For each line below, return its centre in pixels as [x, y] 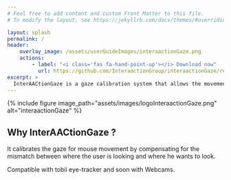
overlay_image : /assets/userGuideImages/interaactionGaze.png [110, 52]
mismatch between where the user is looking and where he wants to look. [111, 157]
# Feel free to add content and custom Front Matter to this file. [106, 13]
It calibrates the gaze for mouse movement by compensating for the [103, 149]
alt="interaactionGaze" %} [45, 110]
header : [18, 46]
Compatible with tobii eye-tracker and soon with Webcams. [91, 170]
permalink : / [26, 39]
